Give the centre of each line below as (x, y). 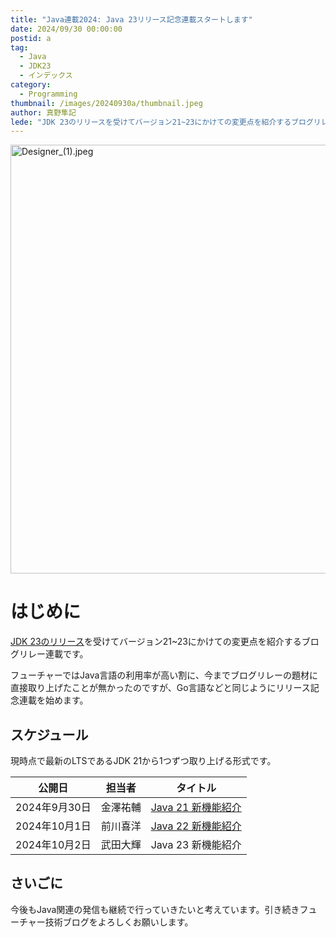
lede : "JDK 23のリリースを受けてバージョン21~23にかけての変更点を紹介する (151, 122)
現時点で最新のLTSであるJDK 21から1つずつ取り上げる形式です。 (143, 760)
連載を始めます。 (53, 700)
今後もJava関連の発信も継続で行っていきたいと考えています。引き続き (155, 909)
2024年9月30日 (53, 807)
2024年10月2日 (53, 844)
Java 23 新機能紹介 (196, 844)
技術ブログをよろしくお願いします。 (119, 922)
